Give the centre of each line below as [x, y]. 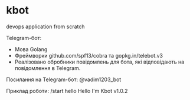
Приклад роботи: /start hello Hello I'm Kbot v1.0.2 [67, 91]
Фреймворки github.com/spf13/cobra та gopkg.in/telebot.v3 [89, 55]
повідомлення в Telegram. [47, 68]
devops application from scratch [45, 26]
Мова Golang [31, 49]
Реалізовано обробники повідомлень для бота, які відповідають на [99, 62]
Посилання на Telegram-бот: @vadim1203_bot [64, 79]
